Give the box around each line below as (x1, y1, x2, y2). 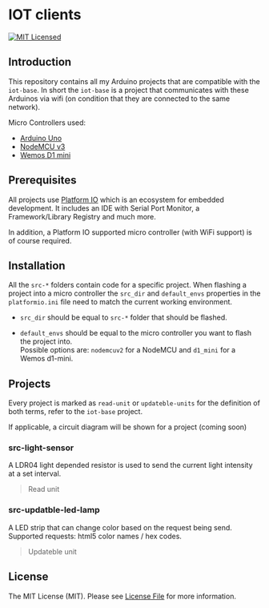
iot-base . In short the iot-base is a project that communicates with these (8, 85, 250, 95)
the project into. (19, 336, 73, 346)
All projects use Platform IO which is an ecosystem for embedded (8, 195, 224, 204)
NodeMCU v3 (19, 142, 66, 151)
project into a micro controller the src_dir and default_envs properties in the (8, 288, 261, 298)
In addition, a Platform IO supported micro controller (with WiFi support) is (8, 227, 252, 237)
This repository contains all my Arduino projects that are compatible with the (8, 76, 260, 86)
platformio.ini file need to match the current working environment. (8, 297, 233, 307)
